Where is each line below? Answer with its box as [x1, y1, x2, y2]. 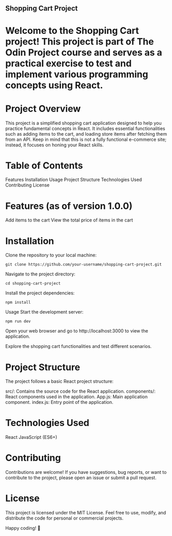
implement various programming [5, 68, 148, 80]
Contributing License [5, 182, 50, 188]
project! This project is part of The [5, 35, 154, 47]
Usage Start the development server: [5, 309, 84, 315]
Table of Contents [5, 159, 83, 171]
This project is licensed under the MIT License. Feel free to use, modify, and [5, 510, 166, 516]
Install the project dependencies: [5, 290, 75, 296]
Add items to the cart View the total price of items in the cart [5, 217, 133, 223]
